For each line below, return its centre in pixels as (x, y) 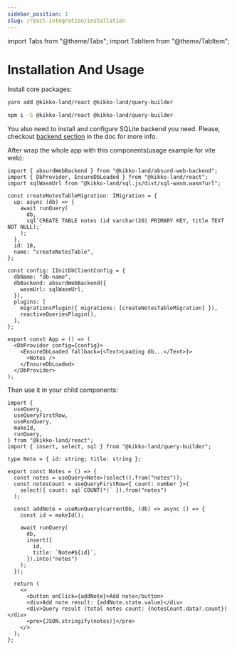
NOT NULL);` (25, 227)
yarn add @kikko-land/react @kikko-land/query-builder (90, 103)
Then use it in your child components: (63, 390)
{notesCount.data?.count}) (187, 609)
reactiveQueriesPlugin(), (59, 314)
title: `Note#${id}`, (65, 553)
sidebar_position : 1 (38, 14)
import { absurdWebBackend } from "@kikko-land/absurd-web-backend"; (113, 171)
